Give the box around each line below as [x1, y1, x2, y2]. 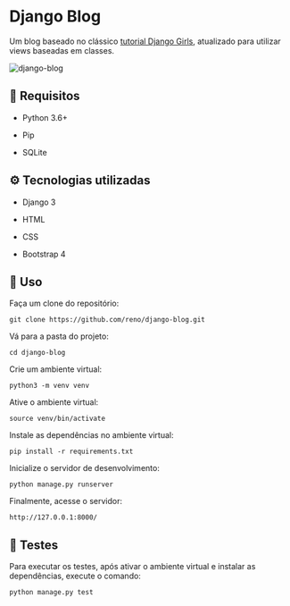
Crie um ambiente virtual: [9, 364, 103, 375]
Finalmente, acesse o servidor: [9, 496, 123, 507]
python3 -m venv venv [9, 382, 90, 391]
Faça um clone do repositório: [9, 298, 120, 309]
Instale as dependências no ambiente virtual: [9, 430, 174, 441]
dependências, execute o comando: [9, 570, 141, 582]
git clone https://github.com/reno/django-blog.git [9, 316, 205, 324]
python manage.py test [9, 588, 94, 597]
